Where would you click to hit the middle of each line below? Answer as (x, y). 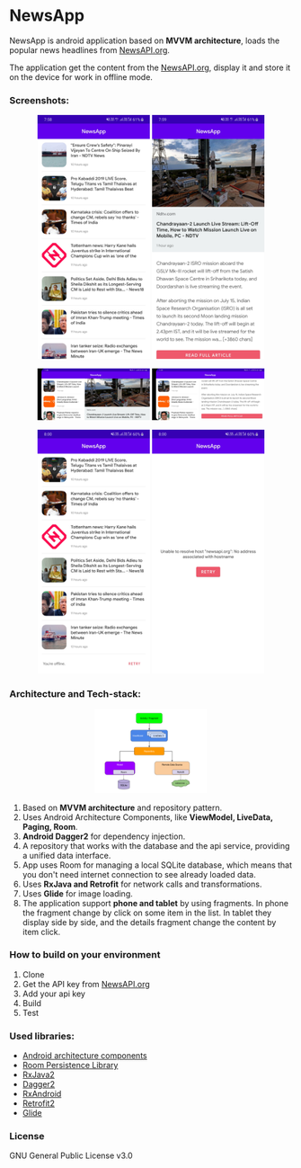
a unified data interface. (66, 855)
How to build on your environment (85, 955)
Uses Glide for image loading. (77, 893)
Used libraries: (42, 1036)
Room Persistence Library (70, 1065)
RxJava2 (39, 1074)
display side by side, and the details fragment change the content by (149, 922)
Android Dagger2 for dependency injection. (104, 836)
